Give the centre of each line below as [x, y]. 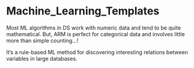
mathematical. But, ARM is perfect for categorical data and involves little [95, 34]
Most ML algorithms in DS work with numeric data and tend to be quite [94, 28]
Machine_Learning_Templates [83, 11]
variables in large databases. [42, 58]
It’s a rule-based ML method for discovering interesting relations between [97, 52]
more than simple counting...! [42, 40]
